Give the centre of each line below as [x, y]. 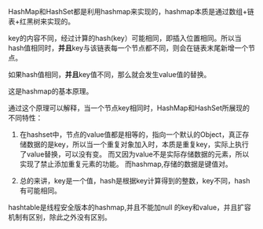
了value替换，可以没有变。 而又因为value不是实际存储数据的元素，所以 [134, 154]
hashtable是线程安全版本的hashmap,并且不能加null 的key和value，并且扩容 [130, 207]
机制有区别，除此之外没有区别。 [60, 217]
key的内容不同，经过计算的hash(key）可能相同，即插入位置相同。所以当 [125, 38]
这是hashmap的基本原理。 [51, 91]
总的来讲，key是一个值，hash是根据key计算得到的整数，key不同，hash [135, 181]
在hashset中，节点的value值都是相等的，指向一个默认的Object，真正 [131, 135]
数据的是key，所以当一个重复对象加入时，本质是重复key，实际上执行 [138, 144]
